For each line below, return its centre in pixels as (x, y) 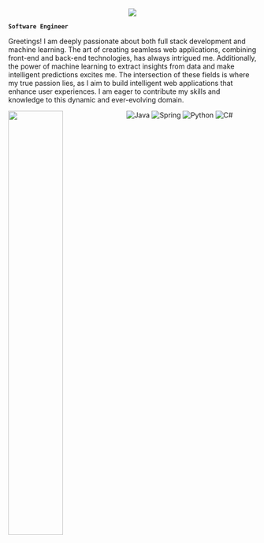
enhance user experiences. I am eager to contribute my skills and (114, 91)
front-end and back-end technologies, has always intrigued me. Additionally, (132, 58)
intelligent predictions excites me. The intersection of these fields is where (129, 74)
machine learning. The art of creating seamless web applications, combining (132, 49)
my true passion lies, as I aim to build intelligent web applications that (121, 83)
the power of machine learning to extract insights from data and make (121, 66)
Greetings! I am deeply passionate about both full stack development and (127, 41)
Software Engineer (38, 26)
